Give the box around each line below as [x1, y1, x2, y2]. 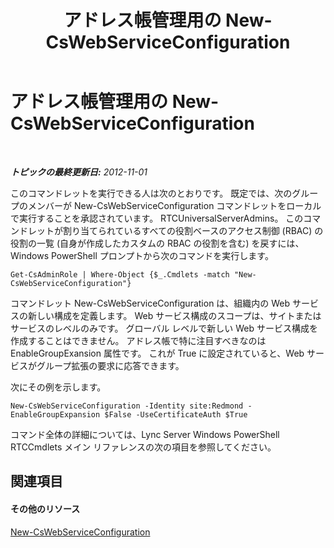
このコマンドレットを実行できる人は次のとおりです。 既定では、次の [10, 187, 293, 199]
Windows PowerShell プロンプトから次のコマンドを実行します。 [10, 249, 274, 261]
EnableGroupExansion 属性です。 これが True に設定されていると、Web [10, 347, 305, 359]
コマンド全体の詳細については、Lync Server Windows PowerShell [10, 428, 280, 440]
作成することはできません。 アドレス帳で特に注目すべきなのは [10, 334, 267, 346]
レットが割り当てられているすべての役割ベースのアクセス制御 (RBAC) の [27, 224, 324, 236]
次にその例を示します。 [10, 381, 107, 393]
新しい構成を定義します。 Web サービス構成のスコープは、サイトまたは [27, 309, 322, 321]
